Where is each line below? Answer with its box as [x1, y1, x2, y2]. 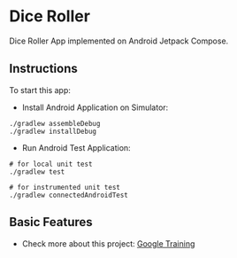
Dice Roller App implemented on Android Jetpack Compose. [9, 35, 229, 46]
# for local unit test [9, 160, 93, 168]
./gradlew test [9, 167, 65, 176]
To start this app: [9, 84, 71, 95]
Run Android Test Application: [21, 142, 131, 152]
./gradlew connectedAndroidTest [9, 191, 128, 199]
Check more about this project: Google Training [21, 238, 195, 249]
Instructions [9, 61, 78, 76]
